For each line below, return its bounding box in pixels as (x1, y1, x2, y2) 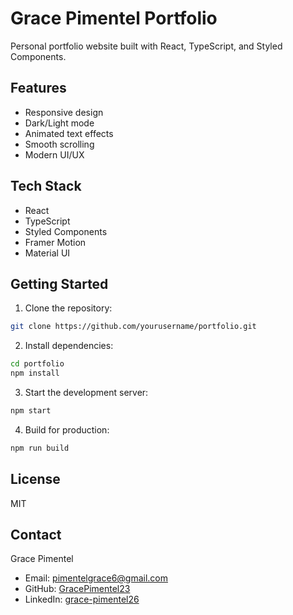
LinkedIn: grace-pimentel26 (24, 593, 140, 606)
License (10, 471, 61, 488)
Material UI (24, 247, 71, 259)
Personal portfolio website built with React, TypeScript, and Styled (10, 40, 283, 52)
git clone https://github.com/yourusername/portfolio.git (10, 322, 257, 332)
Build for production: (24, 423, 110, 436)
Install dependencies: (24, 340, 114, 352)
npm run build (10, 443, 70, 453)
